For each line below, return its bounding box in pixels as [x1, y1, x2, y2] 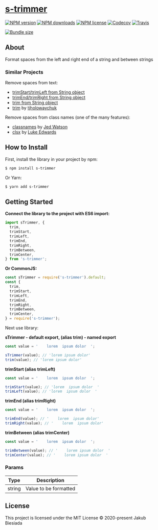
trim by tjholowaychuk [12, 105, 57, 111]
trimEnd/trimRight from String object [12, 95, 86, 101]
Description [36, 477, 65, 483]
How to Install [5, 143, 48, 151]
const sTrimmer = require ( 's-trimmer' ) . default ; [5, 275, 106, 280]
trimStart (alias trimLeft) [5, 366, 55, 372]
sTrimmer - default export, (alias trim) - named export [5, 334, 116, 340]
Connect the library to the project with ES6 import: [5, 211, 110, 217]
